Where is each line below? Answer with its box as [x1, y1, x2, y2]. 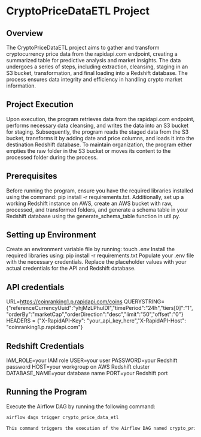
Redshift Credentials [6, 340, 84, 351]
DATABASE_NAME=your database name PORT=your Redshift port [6, 370, 168, 377]
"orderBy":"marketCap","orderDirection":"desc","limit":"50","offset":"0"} [6, 311, 184, 318]
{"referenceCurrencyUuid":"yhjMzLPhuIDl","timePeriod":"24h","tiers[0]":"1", [6, 305, 193, 312]
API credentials [6, 282, 65, 292]
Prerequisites [6, 171, 57, 181]
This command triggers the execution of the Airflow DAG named [6, 425, 167, 431]
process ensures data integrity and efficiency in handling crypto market [6, 76, 182, 83]
